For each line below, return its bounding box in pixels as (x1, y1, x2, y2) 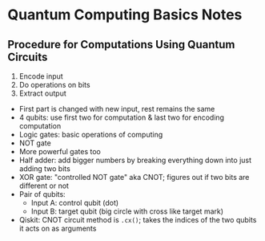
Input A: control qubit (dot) (30, 198, 119, 207)
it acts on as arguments (18, 223, 97, 233)
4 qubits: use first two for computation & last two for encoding (18, 112, 225, 122)
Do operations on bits (18, 80, 90, 89)
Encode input (18, 71, 63, 81)
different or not (18, 181, 70, 190)
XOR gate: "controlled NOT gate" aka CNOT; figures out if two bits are (18, 173, 250, 182)
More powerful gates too (18, 147, 101, 156)
